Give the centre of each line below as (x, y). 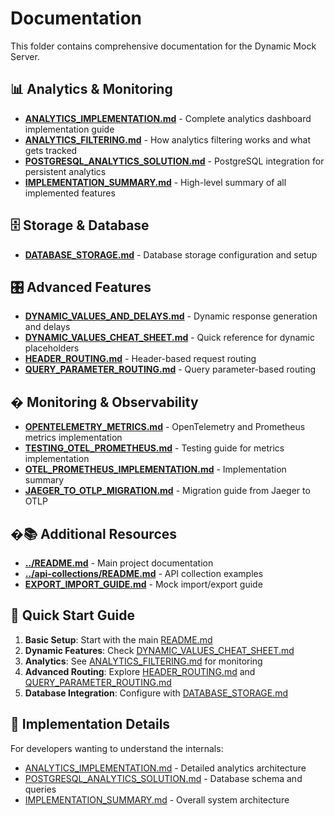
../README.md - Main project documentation (119, 563)
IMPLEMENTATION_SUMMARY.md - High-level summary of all (155, 182)
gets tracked (51, 150)
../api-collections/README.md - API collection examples (144, 573)
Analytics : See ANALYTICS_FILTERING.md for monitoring (143, 661)
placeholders (52, 348)
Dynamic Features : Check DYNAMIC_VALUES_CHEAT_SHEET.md (159, 650)
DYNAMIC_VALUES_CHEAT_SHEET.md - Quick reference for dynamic (169, 338)
